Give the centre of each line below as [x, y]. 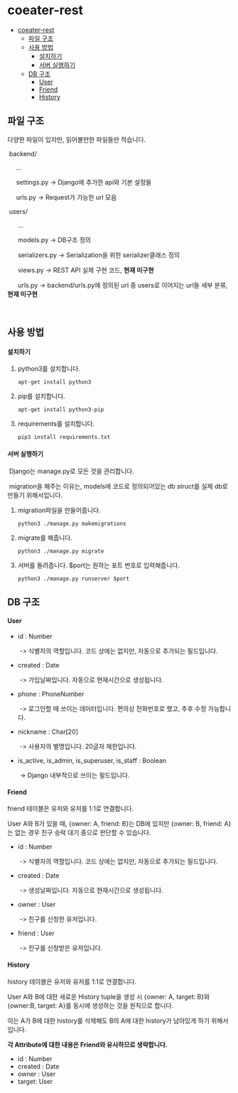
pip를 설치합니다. [41, 396]
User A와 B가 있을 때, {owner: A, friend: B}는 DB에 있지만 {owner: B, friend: [115, 824]
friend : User [36, 933]
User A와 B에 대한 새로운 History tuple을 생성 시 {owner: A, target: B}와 [109, 996]
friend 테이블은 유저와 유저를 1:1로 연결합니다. [71, 809]
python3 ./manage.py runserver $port [74, 578]
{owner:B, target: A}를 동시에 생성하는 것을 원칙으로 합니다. [91, 1005]
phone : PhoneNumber [51, 694]
